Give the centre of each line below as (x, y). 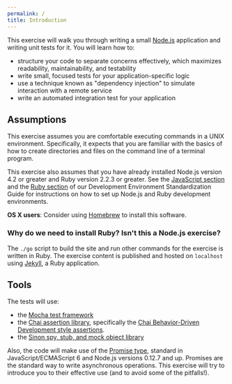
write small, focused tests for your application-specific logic (103, 75)
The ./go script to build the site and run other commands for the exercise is (115, 248)
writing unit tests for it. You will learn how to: (71, 47)
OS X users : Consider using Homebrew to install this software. (97, 215)
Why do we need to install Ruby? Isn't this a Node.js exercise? (114, 233)
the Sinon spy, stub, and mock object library (80, 337)
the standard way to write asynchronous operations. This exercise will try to (116, 365)
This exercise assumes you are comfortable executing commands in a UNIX (116, 136)
